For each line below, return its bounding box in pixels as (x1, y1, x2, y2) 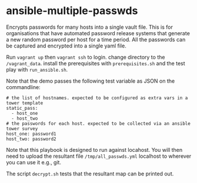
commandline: (6, 83, 41, 90)
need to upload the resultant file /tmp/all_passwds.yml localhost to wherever (6, 152, 192, 160)
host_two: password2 (6, 136, 57, 142)
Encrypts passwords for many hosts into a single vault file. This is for (6, 23, 173, 30)
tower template (6, 100, 44, 106)
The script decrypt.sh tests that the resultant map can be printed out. (6, 170, 174, 177)
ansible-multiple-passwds (6, 4, 138, 18)
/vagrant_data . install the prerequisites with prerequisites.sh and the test (6, 60, 185, 67)
